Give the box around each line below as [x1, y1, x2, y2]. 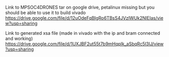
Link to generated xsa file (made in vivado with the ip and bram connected [5, 30, 160, 36]
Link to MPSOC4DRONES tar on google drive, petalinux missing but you [5, 5, 155, 10]
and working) [5, 35, 33, 41]
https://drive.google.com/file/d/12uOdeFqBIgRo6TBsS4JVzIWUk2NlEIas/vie [5, 15, 163, 21]
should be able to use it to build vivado [5, 10, 86, 16]
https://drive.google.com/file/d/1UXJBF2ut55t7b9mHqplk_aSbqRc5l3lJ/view [5, 41, 164, 47]
